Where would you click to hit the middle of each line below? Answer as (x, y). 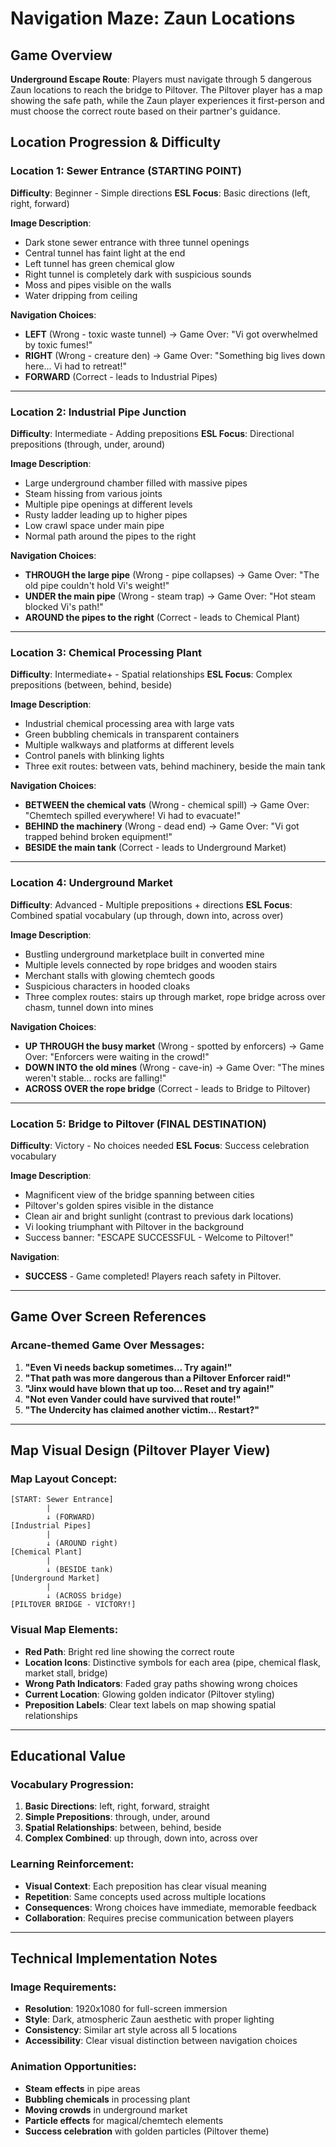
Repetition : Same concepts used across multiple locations (145, 1896)
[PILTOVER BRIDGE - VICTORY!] (73, 1605)
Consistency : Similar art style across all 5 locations (131, 2030)
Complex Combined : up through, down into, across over (141, 1838)
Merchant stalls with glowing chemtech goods (119, 975)
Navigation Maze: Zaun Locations (153, 18)
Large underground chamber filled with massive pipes (136, 483)
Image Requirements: (63, 1987)
